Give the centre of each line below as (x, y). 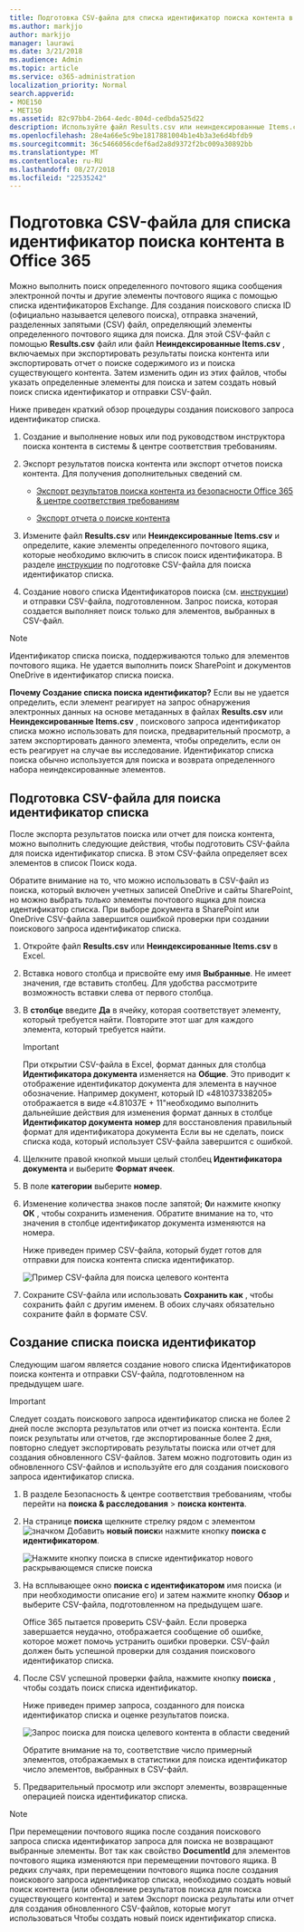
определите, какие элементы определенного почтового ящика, (146, 545)
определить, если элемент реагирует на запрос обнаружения (130, 702)
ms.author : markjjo (46, 26)
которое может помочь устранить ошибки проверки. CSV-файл (146, 1641)
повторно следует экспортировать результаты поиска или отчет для (142, 1447)
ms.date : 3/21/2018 (46, 52)
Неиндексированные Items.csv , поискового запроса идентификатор (145, 722)
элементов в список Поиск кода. (73, 863)
